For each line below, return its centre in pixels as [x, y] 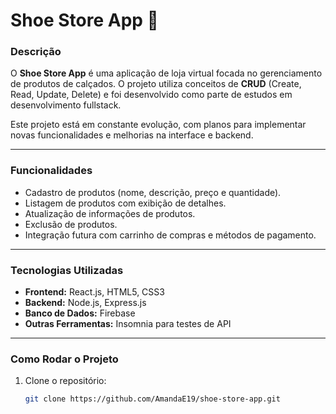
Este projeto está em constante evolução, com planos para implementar [158, 125]
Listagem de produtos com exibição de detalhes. [125, 203]
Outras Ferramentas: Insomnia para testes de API [128, 324]
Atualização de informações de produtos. [110, 213]
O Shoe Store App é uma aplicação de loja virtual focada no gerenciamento [166, 73]
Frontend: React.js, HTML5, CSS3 [94, 292]
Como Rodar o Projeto [64, 359]
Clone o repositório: [65, 381]
